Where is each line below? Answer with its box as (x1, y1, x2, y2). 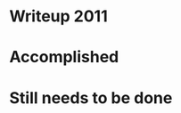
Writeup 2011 (9, 6, 109, 27)
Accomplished (9, 47, 119, 68)
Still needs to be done (9, 87, 173, 108)
